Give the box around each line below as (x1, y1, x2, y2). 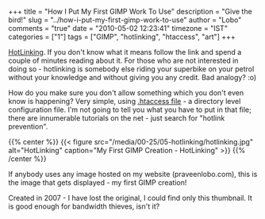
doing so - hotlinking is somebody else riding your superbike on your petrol (8, 64, 255, 74)
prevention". (8, 122, 48, 131)
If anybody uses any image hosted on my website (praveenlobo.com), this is (8, 170, 258, 179)
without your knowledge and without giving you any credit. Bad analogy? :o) (8, 73, 257, 82)
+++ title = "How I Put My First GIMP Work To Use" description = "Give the (8, 7, 252, 16)
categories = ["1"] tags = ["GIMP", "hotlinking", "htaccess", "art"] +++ (8, 32, 236, 41)
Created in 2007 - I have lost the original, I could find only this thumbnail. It (8, 194, 252, 202)
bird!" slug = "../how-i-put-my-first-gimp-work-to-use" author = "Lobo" (8, 15, 242, 25)
